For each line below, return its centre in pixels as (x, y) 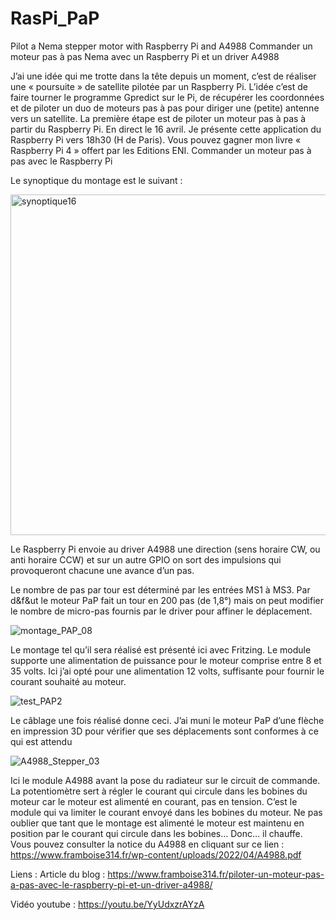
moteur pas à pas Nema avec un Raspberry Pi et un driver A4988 (145, 56)
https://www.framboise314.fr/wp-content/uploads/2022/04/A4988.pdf (156, 854)
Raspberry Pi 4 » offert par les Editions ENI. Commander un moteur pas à (161, 150)
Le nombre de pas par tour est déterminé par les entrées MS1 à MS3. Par (160, 589)
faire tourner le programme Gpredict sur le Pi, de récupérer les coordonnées (167, 97)
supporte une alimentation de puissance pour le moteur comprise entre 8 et (166, 660)
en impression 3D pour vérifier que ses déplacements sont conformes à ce (164, 731)
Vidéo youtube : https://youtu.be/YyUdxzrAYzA (107, 904)
